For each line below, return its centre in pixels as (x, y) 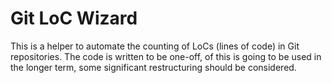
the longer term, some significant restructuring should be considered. (153, 67)
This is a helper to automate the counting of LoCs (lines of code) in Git (155, 46)
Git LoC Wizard (74, 18)
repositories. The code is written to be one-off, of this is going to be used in (166, 56)
